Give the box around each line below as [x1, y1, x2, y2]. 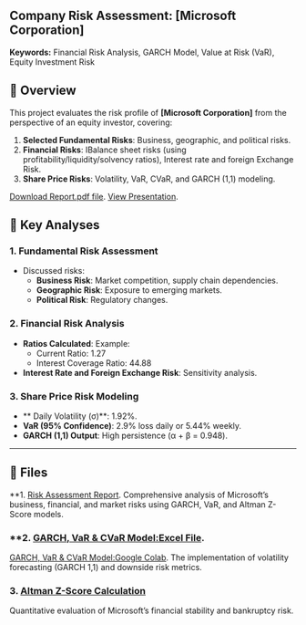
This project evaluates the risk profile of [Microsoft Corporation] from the [9, 107, 287, 118]
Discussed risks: [22, 266, 85, 276]
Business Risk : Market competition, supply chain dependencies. [36, 275, 279, 286]
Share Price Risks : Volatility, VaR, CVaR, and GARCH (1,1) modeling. [22, 173, 276, 184]
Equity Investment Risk [9, 56, 96, 68]
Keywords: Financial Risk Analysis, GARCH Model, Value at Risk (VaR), [9, 47, 275, 57]
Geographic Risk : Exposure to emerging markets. [36, 285, 223, 296]
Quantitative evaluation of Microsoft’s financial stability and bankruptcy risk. [9, 605, 294, 616]
